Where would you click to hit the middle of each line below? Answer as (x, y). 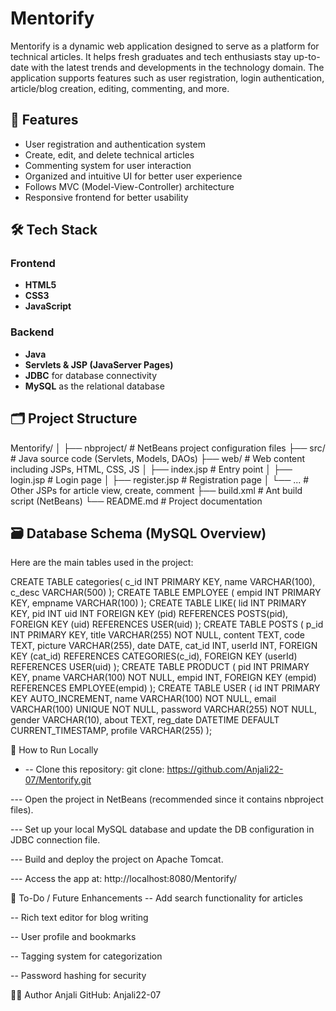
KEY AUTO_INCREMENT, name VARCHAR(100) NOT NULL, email (143, 699)
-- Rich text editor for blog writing (79, 918)
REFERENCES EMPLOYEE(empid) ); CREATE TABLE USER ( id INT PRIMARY (165, 688)
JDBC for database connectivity (91, 375)
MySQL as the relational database (94, 386)
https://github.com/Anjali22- (225, 769)
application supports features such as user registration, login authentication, (167, 78)
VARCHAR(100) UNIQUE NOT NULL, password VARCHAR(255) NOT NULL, (164, 709)
